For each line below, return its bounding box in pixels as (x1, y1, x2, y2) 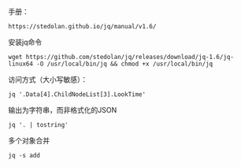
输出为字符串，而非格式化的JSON (8, 106, 117, 114)
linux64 (8, 60, 34, 68)
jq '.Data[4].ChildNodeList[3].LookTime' (8, 91, 146, 98)
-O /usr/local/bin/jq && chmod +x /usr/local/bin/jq (36, 60, 213, 68)
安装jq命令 (8, 38, 42, 46)
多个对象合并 (8, 136, 50, 145)
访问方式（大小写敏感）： (8, 75, 88, 84)
